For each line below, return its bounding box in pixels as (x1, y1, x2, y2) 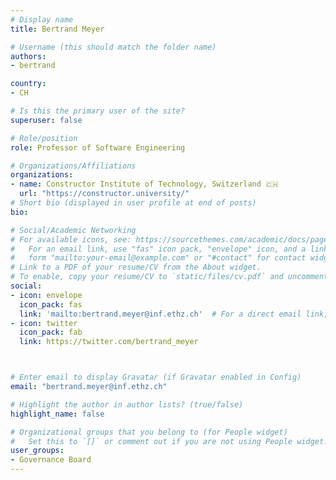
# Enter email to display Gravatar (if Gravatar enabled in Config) (10, 372, 302, 383)
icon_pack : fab (19, 327, 83, 338)
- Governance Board (10, 455, 92, 465)
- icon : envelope (10, 290, 83, 300)
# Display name (10, 14, 74, 25)
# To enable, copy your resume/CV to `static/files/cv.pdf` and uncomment (10, 272, 329, 282)
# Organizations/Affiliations (10, 161, 137, 171)
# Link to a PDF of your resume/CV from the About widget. (10, 262, 262, 273)
